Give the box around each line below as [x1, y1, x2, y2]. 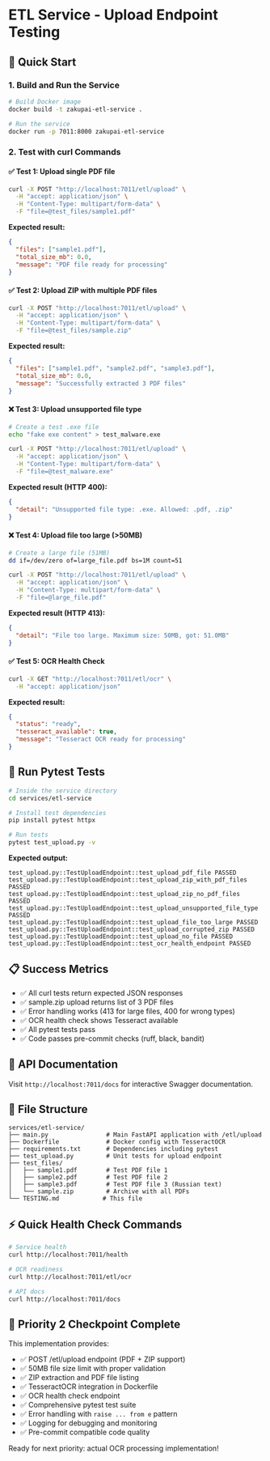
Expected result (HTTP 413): [8, 608, 105, 618]
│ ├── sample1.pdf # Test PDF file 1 [8, 1166, 168, 1174]
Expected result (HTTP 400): [8, 482, 108, 491]
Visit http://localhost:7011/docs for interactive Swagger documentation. [8, 1079, 253, 1089]
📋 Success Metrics [8, 962, 109, 976]
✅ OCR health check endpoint [19, 1391, 120, 1401]
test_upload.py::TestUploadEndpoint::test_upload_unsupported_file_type [8, 904, 259, 912]
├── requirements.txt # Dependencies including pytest [8, 1145, 219, 1153]
